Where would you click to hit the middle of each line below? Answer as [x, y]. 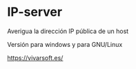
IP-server [35, 12]
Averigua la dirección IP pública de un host [68, 31]
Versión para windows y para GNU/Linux [65, 44]
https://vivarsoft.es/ [35, 58]
